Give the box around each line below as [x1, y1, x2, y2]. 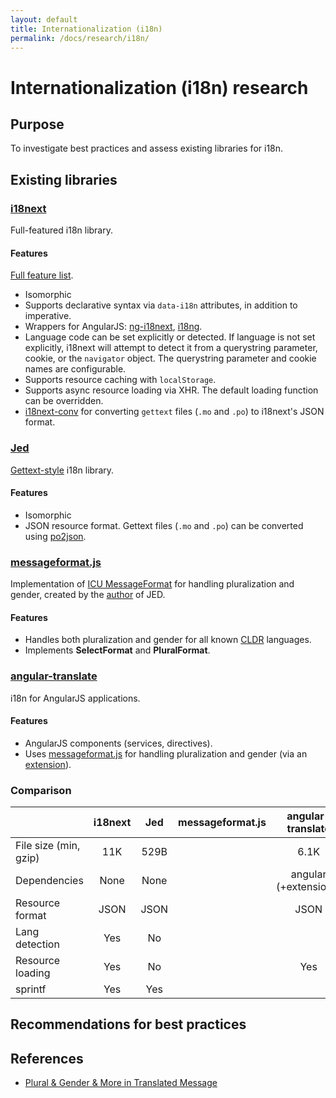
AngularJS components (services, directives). [24, 737, 213, 749]
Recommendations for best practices [10, 1016, 247, 1033]
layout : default [10, 14, 78, 25]
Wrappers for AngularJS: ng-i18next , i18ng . [24, 321, 203, 333]
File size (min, [15, 839, 81, 853]
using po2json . [24, 530, 87, 542]
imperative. [24, 310, 72, 322]
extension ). [24, 758, 72, 770]
